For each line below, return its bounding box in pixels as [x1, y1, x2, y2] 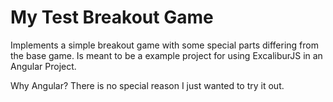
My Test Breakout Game [10, 6, 214, 29]
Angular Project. [10, 60, 77, 72]
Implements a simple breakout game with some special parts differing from [10, 39, 319, 51]
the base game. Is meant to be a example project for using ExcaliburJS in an [10, 49, 323, 61]
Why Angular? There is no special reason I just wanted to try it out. [10, 79, 285, 91]
